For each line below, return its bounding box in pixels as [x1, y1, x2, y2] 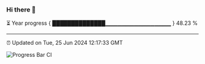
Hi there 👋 [6, 5, 37, 14]
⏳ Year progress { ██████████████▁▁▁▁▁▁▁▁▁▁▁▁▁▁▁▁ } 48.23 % [6, 19, 198, 27]
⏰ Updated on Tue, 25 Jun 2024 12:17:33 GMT [6, 39, 123, 46]
